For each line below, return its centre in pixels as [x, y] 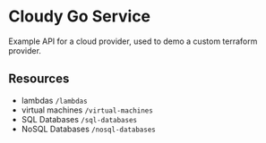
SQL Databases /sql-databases [79, 119]
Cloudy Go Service [80, 17]
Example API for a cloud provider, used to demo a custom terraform [133, 41]
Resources [39, 79]
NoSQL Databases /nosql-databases [88, 129]
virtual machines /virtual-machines [87, 110]
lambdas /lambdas [54, 100]
